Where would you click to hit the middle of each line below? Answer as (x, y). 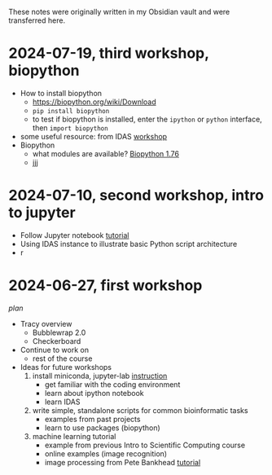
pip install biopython (71, 111)
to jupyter (42, 213)
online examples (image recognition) (106, 453)
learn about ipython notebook (94, 393)
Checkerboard (57, 341)
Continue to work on (55, 350)
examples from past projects (92, 419)
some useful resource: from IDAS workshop (94, 136)
